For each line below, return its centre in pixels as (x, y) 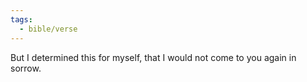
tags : (21, 19)
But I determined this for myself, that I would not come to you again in (153, 57)
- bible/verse (48, 29)
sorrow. (26, 68)
